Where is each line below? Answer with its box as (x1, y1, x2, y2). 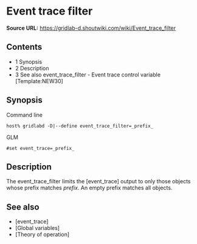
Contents (6, 42, 43, 52)
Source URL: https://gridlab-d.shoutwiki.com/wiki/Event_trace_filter (6, 24, 176, 32)
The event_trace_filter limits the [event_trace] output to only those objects (6, 178, 191, 185)
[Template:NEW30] (15, 77, 64, 84)
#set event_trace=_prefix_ (6, 145, 75, 151)
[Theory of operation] (15, 231, 70, 238)
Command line (6, 111, 43, 118)
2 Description (15, 64, 49, 72)
